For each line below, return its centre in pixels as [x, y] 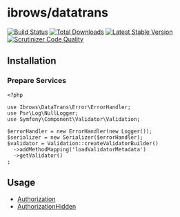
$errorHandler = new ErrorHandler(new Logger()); [80, 131]
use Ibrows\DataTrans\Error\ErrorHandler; [69, 107]
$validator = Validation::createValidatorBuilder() [83, 143]
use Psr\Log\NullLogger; [43, 113]
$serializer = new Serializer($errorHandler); [75, 137]
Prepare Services [37, 81]
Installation [32, 61]
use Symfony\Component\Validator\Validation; [73, 119]
